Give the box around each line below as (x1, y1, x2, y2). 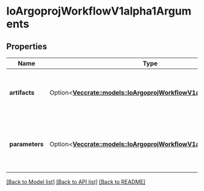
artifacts (9, 89, 35, 96)
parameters (9, 140, 44, 148)
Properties (6, 41, 47, 52)
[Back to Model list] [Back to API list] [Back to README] (6, 178, 146, 186)
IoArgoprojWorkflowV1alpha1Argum (6, 4, 192, 18)
